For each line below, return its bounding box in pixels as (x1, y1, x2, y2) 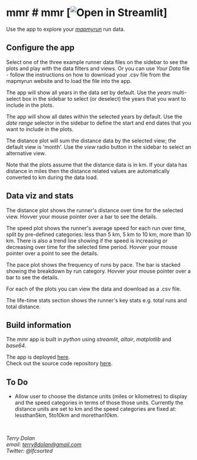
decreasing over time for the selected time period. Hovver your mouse (6, 243, 177, 250)
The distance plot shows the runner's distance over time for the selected (6, 206, 183, 213)
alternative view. (6, 149, 46, 156)
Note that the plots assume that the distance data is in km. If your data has (6, 161, 188, 168)
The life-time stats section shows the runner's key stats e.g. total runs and (6, 296, 188, 304)
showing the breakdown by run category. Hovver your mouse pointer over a (6, 267, 191, 274)
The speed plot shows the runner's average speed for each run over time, (6, 224, 186, 231)
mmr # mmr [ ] (6, 6, 167, 20)
